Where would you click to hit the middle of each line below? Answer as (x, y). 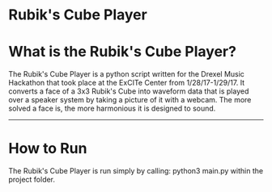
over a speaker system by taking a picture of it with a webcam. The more (130, 100)
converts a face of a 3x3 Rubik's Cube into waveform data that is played (129, 91)
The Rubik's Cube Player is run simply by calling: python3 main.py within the (136, 171)
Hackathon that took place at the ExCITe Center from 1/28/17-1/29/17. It (127, 83)
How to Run (48, 149)
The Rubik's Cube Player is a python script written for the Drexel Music (127, 74)
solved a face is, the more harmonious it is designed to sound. (112, 109)
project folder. (32, 180)
